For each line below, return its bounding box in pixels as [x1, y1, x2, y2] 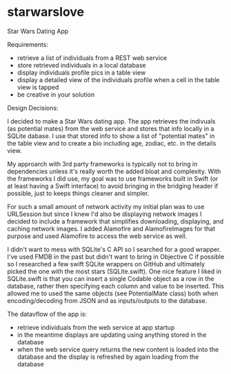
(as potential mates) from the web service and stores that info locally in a [7, 124, 214, 132]
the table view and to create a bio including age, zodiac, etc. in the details [7, 139, 217, 147]
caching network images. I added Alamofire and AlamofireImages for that [7, 224, 216, 233]
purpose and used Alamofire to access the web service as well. [7, 232, 188, 240]
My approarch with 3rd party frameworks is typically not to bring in [7, 159, 198, 168]
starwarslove [7, 4, 85, 20]
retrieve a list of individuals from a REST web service [17, 53, 168, 62]
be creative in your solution [17, 90, 95, 99]
